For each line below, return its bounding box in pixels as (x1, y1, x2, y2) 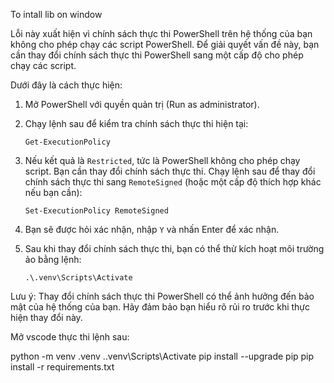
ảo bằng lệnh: (24, 254, 82, 265)
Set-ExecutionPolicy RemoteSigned (24, 206, 169, 216)
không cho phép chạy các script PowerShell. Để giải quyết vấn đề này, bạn (10, 39, 320, 50)
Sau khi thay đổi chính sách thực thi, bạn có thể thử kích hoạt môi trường (24, 243, 325, 254)
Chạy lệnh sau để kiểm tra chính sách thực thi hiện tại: (24, 118, 249, 129)
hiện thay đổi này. (10, 312, 83, 323)
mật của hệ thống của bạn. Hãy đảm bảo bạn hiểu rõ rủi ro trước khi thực (10, 301, 311, 313)
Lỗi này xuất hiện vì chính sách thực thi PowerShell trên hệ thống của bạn (10, 28, 313, 39)
